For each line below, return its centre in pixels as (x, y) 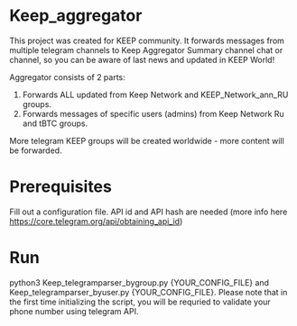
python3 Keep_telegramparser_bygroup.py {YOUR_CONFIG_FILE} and (139, 282)
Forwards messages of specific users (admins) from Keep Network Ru (153, 113)
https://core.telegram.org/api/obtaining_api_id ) (96, 221)
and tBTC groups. (55, 123)
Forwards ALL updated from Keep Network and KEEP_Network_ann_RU (155, 95)
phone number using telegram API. (74, 311)
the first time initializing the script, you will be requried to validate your (140, 302)
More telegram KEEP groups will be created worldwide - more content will (147, 140)
